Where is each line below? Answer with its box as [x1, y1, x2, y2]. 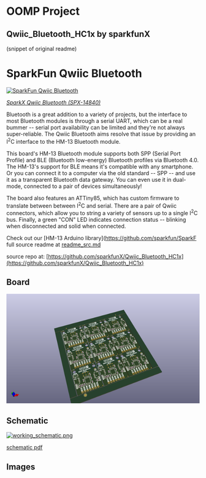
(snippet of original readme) [6, 45, 77, 52]
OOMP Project [6, 4, 80, 18]
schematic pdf [6, 444, 43, 451]
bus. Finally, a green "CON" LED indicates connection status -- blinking [6, 216, 186, 223]
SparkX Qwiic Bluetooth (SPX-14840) [6, 98, 101, 106]
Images [6, 461, 36, 472]
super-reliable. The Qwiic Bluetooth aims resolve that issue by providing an [6, 130, 196, 138]
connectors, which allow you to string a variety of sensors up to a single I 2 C [6, 208, 198, 216]
